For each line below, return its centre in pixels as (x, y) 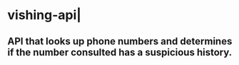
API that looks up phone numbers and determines (120, 41)
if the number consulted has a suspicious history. (120, 52)
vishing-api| (45, 15)
